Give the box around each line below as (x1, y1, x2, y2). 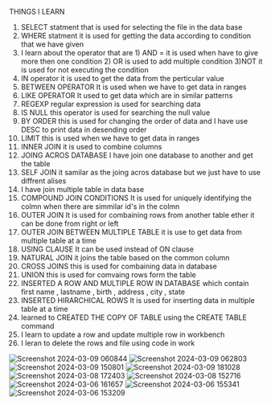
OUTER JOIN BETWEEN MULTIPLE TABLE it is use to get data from (20, 227, 242, 236)
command (20, 321, 55, 330)
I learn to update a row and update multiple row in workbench (20, 329, 225, 339)
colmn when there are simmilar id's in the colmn (20, 202, 180, 211)
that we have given (20, 39, 84, 49)
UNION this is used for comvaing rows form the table (20, 270, 196, 280)
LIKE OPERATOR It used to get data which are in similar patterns (20, 91, 233, 100)
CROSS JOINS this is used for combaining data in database (20, 261, 218, 271)
